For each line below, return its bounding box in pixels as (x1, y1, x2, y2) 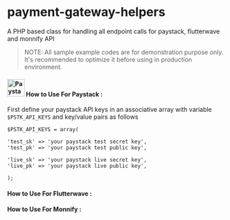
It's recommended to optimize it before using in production (24, 55, 193, 63)
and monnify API (7, 34, 55, 42)
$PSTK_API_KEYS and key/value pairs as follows (7, 112, 139, 121)
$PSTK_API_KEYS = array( (7, 126, 79, 133)
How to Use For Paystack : (26, 90, 103, 98)
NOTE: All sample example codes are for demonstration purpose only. (24, 48, 224, 56)
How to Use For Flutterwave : (7, 189, 92, 198)
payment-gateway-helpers (7, 4, 166, 20)
